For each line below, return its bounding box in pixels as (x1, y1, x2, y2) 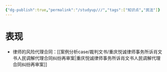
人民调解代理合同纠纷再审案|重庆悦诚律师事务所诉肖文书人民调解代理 (17, 55, 161, 61)
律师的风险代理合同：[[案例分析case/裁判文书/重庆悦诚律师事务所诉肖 (12, 49, 158, 55)
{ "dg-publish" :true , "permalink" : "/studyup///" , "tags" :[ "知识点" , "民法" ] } (5, 7, 160, 13)
